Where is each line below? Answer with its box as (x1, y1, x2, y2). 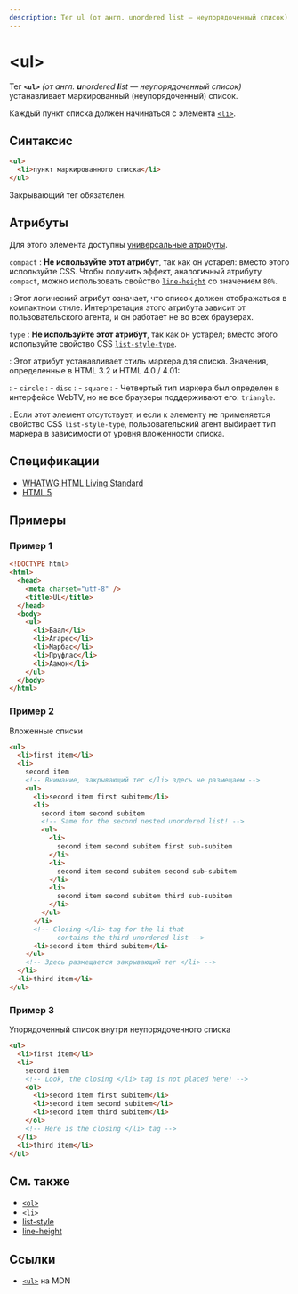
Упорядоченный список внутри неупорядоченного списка (9, 1024, 231, 1035)
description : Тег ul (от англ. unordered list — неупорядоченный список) (9, 12, 289, 22)
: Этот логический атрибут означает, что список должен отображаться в (9, 292, 287, 303)
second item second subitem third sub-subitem (56, 892, 233, 901)
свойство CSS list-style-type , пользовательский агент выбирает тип (9, 418, 276, 429)
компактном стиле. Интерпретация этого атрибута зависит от (9, 302, 246, 313)
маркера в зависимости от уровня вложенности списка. (9, 428, 225, 438)
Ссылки (9, 1251, 56, 1266)
